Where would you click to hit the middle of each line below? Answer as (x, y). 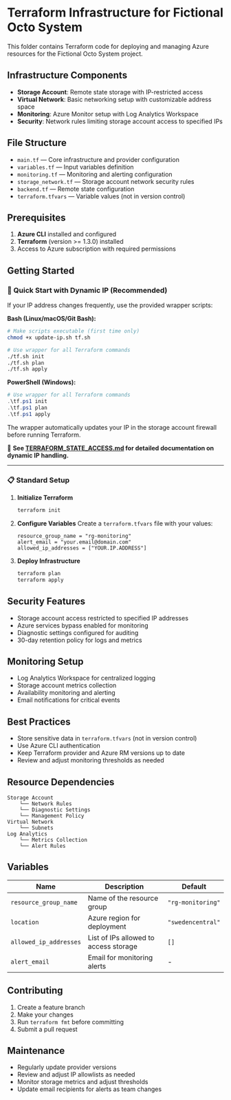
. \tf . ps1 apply (29, 414)
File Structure (37, 143)
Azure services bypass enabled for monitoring (82, 625)
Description (124, 886)
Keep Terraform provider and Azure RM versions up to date (101, 753)
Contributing (35, 991)
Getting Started (41, 270)
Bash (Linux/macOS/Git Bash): (52, 319)
